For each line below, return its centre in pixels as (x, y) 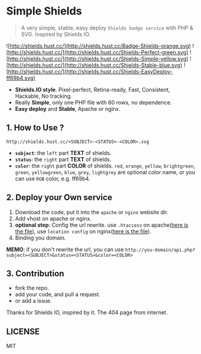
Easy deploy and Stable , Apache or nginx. (67, 109)
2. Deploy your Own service (59, 198)
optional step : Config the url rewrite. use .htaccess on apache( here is (101, 225)
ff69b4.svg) (21, 78)
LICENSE (23, 331)
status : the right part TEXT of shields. (63, 159)
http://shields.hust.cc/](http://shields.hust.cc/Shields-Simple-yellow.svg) (98, 58)
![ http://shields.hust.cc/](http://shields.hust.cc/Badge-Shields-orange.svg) (99, 46)
